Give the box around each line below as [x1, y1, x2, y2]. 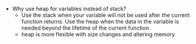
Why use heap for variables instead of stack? [12, 5, 127, 12]
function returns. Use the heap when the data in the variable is [21, 18, 179, 25]
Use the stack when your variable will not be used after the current [21, 11, 190, 19]
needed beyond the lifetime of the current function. [21, 24, 151, 31]
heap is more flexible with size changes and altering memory [21, 31, 175, 38]
